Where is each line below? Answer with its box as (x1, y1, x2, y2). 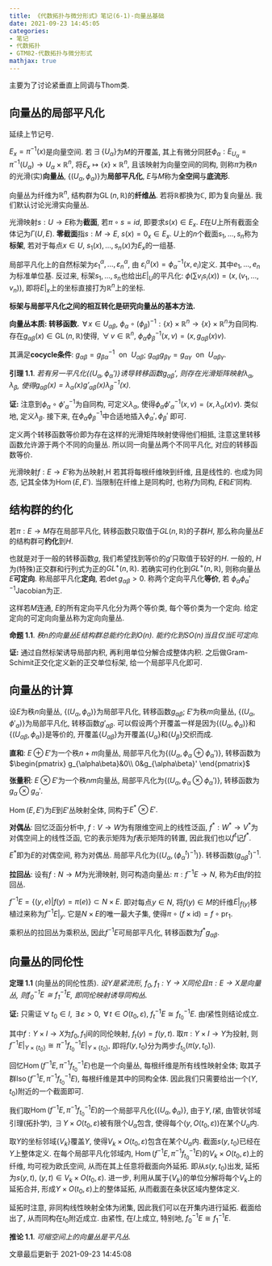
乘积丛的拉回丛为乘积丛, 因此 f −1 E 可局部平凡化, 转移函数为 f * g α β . (9, 926, 220, 939)
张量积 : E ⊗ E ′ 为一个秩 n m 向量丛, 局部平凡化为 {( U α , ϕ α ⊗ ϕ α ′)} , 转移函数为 (9, 775, 260, 787)
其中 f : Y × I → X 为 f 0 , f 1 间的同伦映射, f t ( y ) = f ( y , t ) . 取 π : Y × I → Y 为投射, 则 (9, 1028, 259, 1040)
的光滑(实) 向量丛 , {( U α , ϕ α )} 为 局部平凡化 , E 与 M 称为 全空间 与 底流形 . (9, 171, 231, 183)
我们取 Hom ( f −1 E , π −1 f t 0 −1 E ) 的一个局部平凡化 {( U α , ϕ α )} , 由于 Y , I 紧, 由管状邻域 (9, 1103, 262, 1118)
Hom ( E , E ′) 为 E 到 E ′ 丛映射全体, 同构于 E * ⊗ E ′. (9, 803, 158, 815)
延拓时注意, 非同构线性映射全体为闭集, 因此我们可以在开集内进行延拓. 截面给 (9, 1203, 262, 1213)
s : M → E (84, 229, 118, 239)
